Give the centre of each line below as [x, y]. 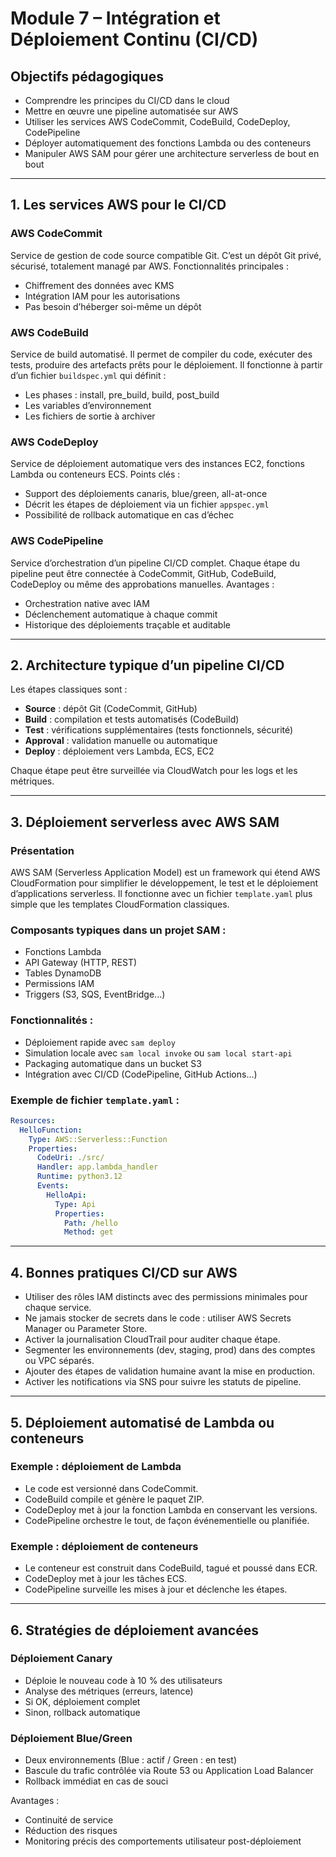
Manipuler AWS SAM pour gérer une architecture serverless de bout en [172, 153]
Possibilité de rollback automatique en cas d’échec [129, 515]
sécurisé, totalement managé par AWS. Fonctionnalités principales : [149, 266]
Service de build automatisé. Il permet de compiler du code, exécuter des [161, 354]
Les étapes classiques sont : [69, 689]
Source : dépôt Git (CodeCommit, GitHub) [111, 709]
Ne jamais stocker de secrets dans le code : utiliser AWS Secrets [158, 1318]
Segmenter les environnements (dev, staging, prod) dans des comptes [170, 1350]
